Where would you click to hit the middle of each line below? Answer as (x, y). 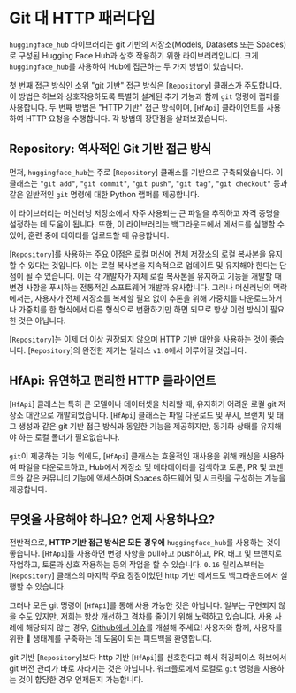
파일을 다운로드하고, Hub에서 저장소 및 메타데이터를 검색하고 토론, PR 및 (143, 466)
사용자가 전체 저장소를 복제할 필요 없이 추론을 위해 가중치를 (136, 298)
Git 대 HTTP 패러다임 (82, 18)
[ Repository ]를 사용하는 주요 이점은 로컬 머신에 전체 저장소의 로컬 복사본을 (138, 254)
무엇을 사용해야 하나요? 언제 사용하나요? (112, 519)
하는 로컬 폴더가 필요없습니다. (69, 437)
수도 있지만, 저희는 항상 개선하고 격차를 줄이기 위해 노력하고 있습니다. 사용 (145, 617)
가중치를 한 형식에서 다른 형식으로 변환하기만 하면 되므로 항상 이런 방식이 (143, 309)
